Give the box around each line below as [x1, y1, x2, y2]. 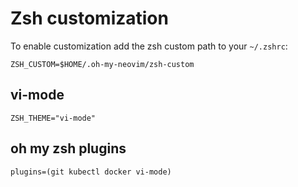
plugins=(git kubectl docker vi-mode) [10, 167, 172, 177]
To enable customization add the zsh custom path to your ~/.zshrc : [10, 40, 288, 52]
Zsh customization [10, 7, 169, 30]
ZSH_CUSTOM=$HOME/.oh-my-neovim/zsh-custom [10, 59, 195, 69]
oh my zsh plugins [10, 140, 127, 157]
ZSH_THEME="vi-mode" [10, 113, 97, 123]
